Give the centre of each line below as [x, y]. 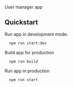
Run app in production [27, 71]
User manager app [24, 7]
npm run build [23, 61]
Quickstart [21, 22]
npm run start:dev [28, 43]
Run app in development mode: [36, 34]
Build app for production [29, 52]
